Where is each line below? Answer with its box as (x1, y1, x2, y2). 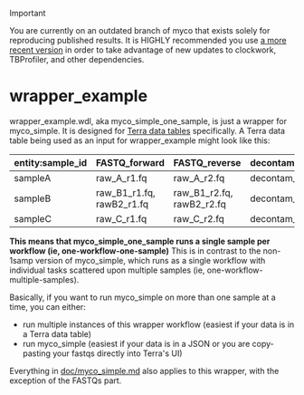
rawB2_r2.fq (173, 197, 226, 210)
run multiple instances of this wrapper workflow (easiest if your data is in (22, 319, 295, 330)
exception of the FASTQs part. (9, 375, 122, 386)
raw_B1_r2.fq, (173, 186, 233, 198)
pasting (22, 348, 52, 359)
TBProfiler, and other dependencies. (9, 54, 145, 64)
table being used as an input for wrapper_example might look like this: (9, 135, 271, 146)
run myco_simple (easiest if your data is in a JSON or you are (22, 338, 251, 349)
